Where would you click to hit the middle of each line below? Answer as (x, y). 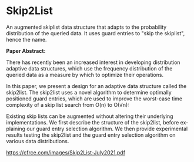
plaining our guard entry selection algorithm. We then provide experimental (97, 129)
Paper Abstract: (26, 50)
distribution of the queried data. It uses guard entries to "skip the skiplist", (96, 33)
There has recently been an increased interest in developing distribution (93, 62)
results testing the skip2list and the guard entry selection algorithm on (91, 135)
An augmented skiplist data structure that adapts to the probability (86, 27)
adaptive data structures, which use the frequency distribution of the (89, 68)
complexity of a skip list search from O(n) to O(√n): (68, 104)
